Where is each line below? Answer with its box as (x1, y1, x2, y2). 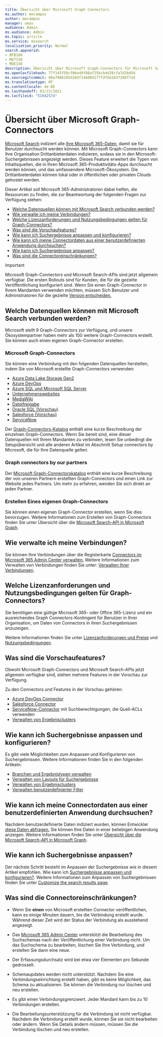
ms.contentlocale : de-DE (5, 84, 55, 89)
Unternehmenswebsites (12, 391, 60, 397)
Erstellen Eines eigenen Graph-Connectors (5, 498, 108, 505)
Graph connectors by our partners (5, 459, 87, 466)
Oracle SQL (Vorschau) (12, 407, 59, 412)
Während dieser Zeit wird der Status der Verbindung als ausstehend (12, 917, 148, 923)
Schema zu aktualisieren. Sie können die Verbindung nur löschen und (12, 981, 151, 987)
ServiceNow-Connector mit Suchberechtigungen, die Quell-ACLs (12, 706, 143, 712)
